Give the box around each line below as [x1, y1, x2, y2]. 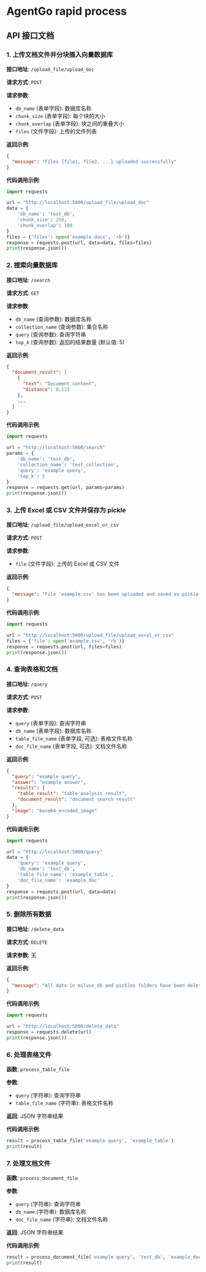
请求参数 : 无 [6, 951, 37, 959]
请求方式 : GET [6, 289, 40, 296]
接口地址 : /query [6, 680, 48, 688]
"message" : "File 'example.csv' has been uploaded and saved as [12, 591, 180, 597]
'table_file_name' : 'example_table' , [17, 871, 114, 878]
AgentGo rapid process [6, 4, 127, 18]
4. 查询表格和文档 [6, 665, 58, 673]
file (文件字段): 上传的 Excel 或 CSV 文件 [15, 560, 120, 568]
